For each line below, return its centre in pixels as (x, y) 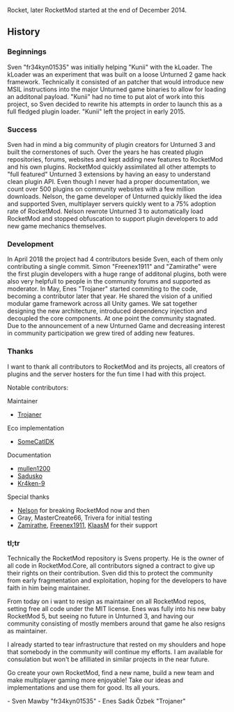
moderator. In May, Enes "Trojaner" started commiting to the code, (103, 289)
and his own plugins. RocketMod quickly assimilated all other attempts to (112, 167)
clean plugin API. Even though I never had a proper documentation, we (109, 181)
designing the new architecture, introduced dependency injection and (107, 311)
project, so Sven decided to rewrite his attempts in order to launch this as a (115, 104)
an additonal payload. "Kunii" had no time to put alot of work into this (106, 96)
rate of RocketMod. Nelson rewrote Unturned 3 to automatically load (105, 211)
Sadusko (30, 476)
